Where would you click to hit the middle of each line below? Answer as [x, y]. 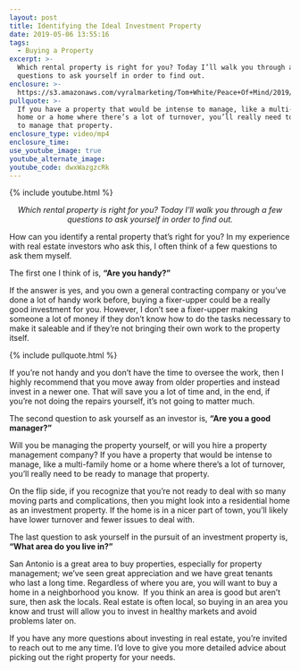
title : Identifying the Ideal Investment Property [105, 26]
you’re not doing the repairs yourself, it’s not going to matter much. [132, 401]
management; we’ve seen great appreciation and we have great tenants [141, 573]
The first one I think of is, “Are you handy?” [90, 273]
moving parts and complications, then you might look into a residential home [150, 501]
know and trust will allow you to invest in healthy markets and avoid [133, 612]
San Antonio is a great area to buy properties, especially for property [136, 564]
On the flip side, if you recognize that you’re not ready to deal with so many [148, 491]
